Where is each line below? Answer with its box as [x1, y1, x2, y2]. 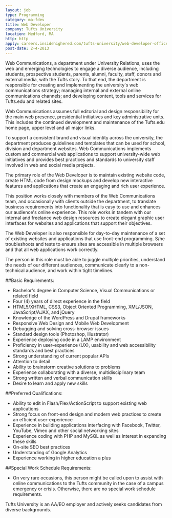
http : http [5, 37, 29, 42]
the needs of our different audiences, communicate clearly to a [5, 262, 138, 268]
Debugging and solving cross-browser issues [12, 325, 109, 332]
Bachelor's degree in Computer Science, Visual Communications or [12, 287, 155, 293]
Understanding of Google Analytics [12, 449, 87, 455]
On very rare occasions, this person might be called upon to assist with [12, 474, 163, 481]
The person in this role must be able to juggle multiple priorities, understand [5, 256, 165, 262]
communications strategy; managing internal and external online [5, 87, 141, 93]
